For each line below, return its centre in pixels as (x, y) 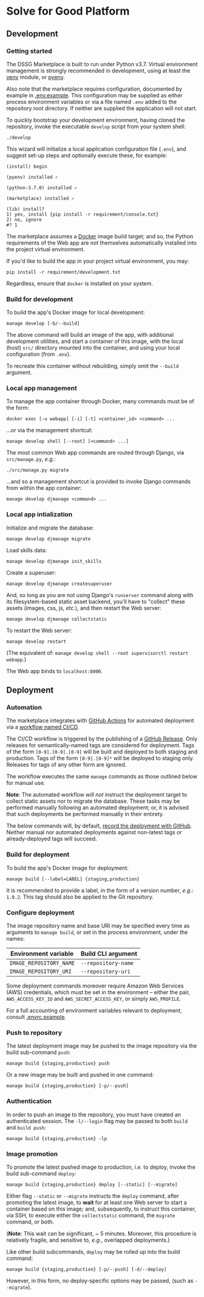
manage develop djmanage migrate (49, 539)
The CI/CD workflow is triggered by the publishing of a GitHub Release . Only (102, 739)
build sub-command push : (39, 1053)
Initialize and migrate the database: (50, 528)
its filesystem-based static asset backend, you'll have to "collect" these (96, 601)
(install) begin (27, 166)
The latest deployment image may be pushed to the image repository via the (102, 1046)
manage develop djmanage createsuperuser (59, 584)
